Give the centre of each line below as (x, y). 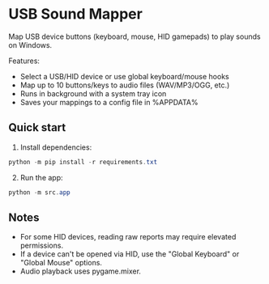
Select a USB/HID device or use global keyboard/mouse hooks (124, 76)
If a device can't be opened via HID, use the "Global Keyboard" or (130, 254)
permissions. (41, 246)
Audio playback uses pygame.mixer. (81, 271)
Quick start (37, 127)
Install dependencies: (56, 147)
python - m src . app (39, 192)
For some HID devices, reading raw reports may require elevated (128, 237)
